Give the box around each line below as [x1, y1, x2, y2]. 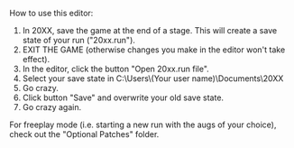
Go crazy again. [22, 102, 82, 112]
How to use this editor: [9, 8, 94, 18]
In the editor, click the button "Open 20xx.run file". [22, 63, 209, 74]
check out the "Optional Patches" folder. [9, 129, 160, 139]
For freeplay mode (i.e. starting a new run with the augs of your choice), [9, 119, 277, 130]
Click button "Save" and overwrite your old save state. [22, 92, 224, 103]
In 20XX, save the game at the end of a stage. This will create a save [22, 25, 278, 35]
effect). [22, 54, 51, 64]
